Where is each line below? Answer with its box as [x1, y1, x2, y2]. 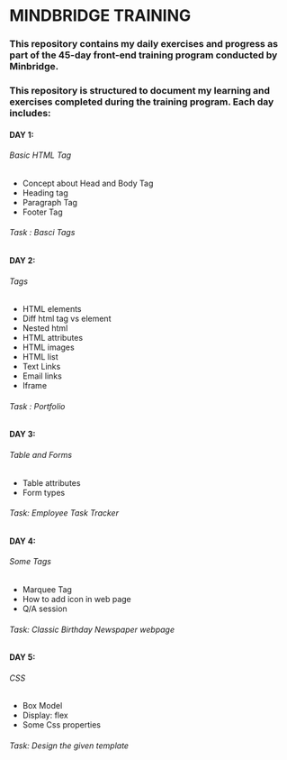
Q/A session [22, 603, 67, 614]
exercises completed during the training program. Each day [9, 96, 274, 108]
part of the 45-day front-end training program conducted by [9, 49, 278, 61]
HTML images [22, 342, 75, 353]
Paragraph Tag [22, 197, 78, 207]
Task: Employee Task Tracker [9, 508, 120, 518]
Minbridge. [9, 60, 59, 73]
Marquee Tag [22, 584, 72, 595]
